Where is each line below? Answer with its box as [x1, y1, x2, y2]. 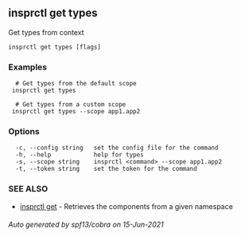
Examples [8, 61, 48, 73]
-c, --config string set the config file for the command [15, 144, 219, 152]
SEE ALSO [8, 184, 49, 195]
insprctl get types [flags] [8, 43, 102, 51]
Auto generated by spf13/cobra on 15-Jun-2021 [8, 219, 165, 230]
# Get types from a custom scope [15, 101, 126, 109]
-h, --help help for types [15, 151, 145, 159]
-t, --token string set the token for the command [15, 165, 197, 173]
